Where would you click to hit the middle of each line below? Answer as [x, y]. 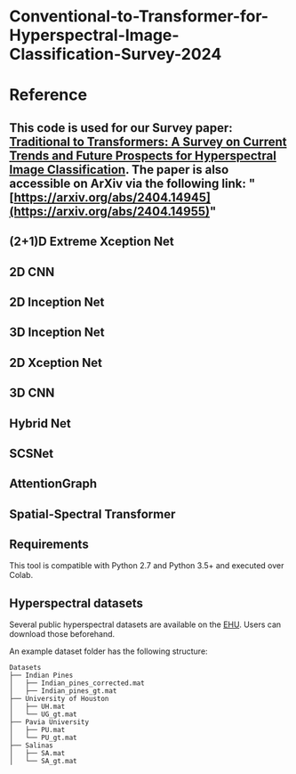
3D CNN [32, 393]
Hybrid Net [40, 424]
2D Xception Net [56, 363]
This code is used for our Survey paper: [121, 128]
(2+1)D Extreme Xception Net [92, 242]
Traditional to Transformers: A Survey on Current [148, 141]
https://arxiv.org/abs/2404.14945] [112, 197]
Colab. [21, 575]
